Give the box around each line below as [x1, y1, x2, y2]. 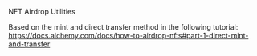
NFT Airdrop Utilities [8, 7, 76, 16]
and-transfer [8, 39, 51, 49]
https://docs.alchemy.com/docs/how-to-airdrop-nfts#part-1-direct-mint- [8, 31, 249, 40]
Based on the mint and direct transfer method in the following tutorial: [8, 22, 239, 31]
